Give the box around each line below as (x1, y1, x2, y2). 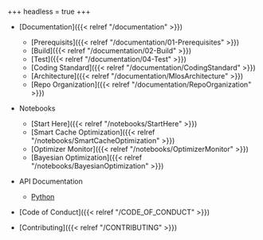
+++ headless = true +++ (7, 7, 91, 16)
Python (30, 192, 55, 201)
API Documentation (18, 176, 83, 186)
